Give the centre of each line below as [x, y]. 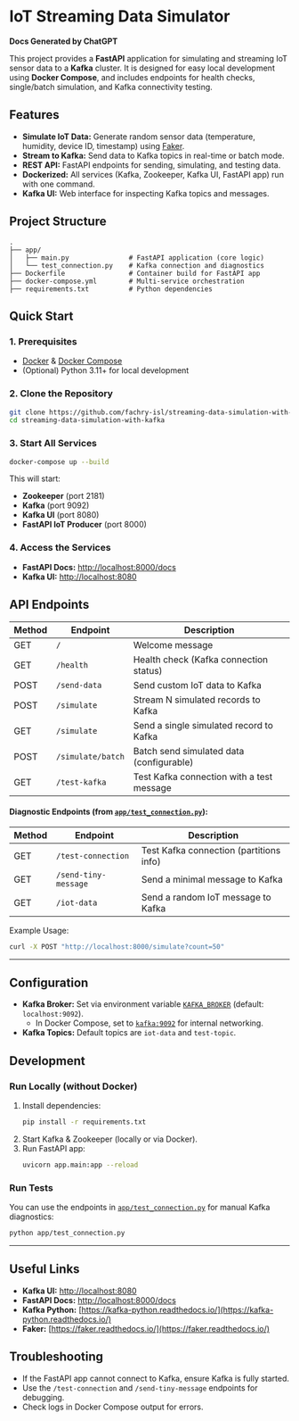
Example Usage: [39, 930]
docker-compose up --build [59, 461]
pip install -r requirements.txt [84, 1122]
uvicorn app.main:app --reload [80, 1165]
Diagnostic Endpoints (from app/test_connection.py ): [109, 812]
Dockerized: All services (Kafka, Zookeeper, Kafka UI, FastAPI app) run [153, 174]
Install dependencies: [61, 1106]
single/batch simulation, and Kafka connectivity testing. [111, 87]
